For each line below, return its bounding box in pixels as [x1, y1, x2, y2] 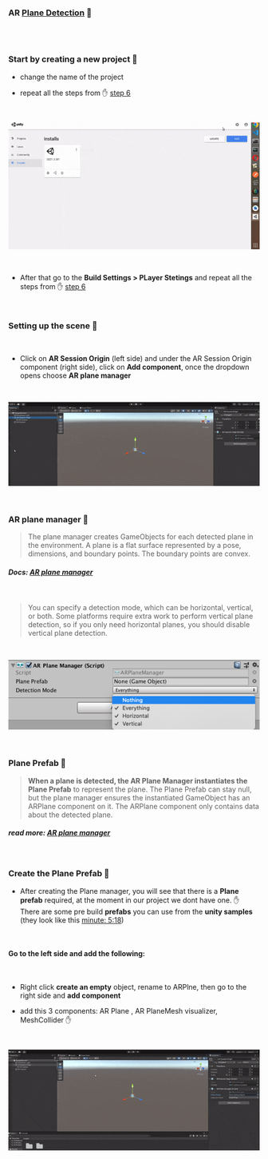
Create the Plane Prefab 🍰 [8, 868, 110, 879]
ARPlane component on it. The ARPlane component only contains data [27, 801, 259, 811]
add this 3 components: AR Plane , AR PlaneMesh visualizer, [19, 1006, 218, 1016]
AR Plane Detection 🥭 [8, 7, 93, 18]
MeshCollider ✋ [19, 1015, 72, 1025]
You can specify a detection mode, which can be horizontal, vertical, [27, 603, 254, 613]
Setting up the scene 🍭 [8, 320, 98, 331]
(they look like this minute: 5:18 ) [19, 915, 124, 925]
